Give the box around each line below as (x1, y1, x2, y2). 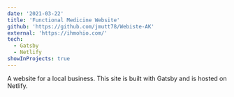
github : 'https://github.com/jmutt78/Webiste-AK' (7, 23, 155, 30)
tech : (7, 36, 23, 43)
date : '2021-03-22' (7, 10, 64, 17)
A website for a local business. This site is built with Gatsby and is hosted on (7, 74, 227, 82)
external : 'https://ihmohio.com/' (7, 29, 108, 37)
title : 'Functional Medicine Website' (7, 17, 120, 24)
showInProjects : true (7, 55, 71, 62)
